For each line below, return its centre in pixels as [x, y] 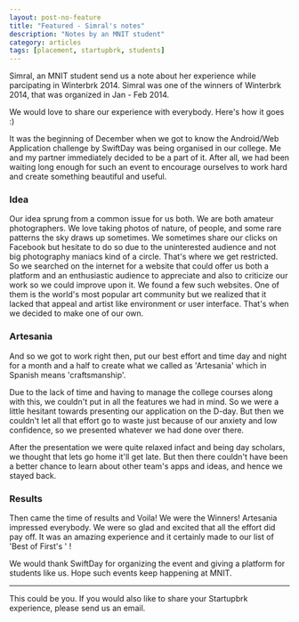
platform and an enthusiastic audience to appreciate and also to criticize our [149, 276]
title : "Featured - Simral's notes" [77, 26]
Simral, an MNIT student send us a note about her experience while [133, 76]
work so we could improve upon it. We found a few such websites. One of [145, 285]
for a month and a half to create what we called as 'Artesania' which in [138, 365]
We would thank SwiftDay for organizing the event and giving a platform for [147, 564]
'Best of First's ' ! [40, 546]
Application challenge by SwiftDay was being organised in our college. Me [145, 149]
